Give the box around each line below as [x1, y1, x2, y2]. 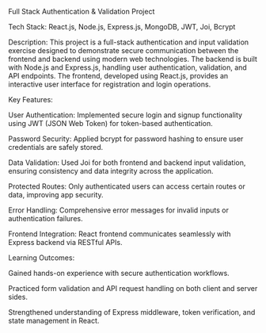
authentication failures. [8, 214, 83, 223]
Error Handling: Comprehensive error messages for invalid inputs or [8, 205, 230, 215]
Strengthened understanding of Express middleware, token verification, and [8, 308, 256, 316]
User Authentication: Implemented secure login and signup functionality [8, 110, 243, 120]
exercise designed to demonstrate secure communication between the [8, 46, 239, 55]
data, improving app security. [8, 190, 104, 199]
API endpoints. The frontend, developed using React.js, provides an [8, 71, 229, 80]
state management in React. [8, 316, 100, 325]
